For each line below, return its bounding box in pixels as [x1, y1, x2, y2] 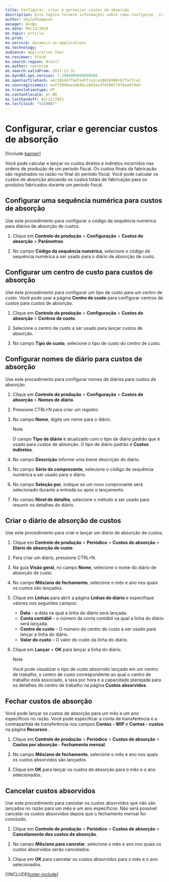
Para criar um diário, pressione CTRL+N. [12, 555, 97, 561]
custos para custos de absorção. [5, 300, 73, 306]
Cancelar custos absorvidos [5, 787, 96, 795]
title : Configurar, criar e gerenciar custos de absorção [5, 7, 129, 13]
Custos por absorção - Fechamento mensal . [12, 742, 107, 748]
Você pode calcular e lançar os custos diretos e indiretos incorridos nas [5, 160, 154, 167]
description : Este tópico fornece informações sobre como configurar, [5, 12, 156, 17]
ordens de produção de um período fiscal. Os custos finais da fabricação [5, 166, 157, 172]
